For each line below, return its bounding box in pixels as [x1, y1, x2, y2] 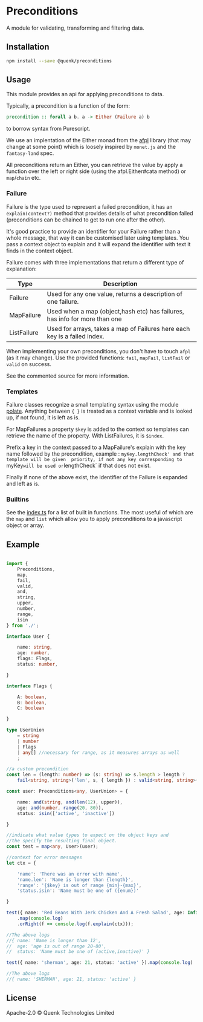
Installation [6, 42, 50, 52]
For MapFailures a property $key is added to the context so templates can [6, 425, 189, 433]
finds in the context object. [6, 247, 73, 254]
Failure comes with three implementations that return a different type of [6, 258, 184, 266]
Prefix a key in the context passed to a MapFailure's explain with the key [6, 444, 186, 451]
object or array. [6, 522, 45, 529]
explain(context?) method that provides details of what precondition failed [6, 209, 193, 217]
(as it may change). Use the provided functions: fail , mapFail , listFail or [6, 354, 190, 361]
